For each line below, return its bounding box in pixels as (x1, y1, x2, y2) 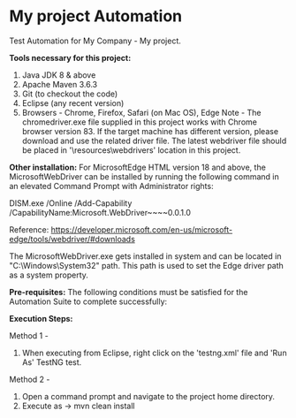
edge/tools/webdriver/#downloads (9, 233, 135, 244)
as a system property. (9, 270, 88, 280)
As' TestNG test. (21, 356, 82, 368)
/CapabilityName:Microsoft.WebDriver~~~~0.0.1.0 (9, 207, 192, 217)
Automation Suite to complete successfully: (9, 296, 168, 307)
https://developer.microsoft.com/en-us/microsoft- (50, 224, 232, 235)
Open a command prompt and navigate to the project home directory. (21, 391, 276, 401)
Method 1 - (9, 330, 49, 341)
